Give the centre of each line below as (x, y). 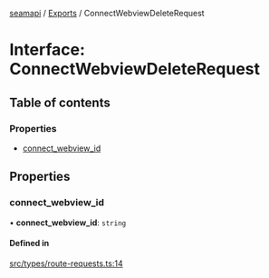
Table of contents (60, 102)
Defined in (29, 243)
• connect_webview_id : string (68, 223)
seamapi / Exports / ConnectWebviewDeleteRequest (107, 13)
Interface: (48, 50)
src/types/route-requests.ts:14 (67, 263)
